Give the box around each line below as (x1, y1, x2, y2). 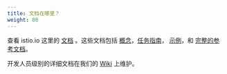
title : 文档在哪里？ (7, 10, 60, 17)
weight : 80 (7, 16, 39, 23)
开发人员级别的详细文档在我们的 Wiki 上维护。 (7, 59, 138, 67)
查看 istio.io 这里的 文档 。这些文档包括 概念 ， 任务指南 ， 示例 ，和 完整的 (7, 36, 214, 45)
